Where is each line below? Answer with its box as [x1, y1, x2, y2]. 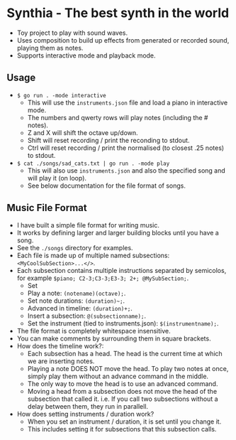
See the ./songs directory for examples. [16, 243, 133, 252]
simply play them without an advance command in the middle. [27, 372, 209, 380]
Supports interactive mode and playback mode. [16, 51, 157, 60]
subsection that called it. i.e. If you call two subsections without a [27, 395, 218, 403]
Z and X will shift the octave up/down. [27, 128, 139, 136]
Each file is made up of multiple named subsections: [16, 251, 170, 259]
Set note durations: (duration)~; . [27, 296, 125, 305]
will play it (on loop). [27, 173, 86, 182]
